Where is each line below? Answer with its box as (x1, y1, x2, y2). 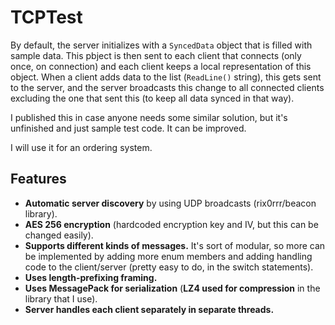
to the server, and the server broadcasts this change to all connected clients (10, 81, 325, 93)
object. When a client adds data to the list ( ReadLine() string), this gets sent (10, 71, 322, 83)
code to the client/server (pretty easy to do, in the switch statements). (24, 261, 314, 273)
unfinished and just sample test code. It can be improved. (10, 122, 247, 134)
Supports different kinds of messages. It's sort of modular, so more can (24, 239, 326, 251)
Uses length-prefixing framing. (24, 271, 158, 283)
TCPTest (10, 6, 83, 29)
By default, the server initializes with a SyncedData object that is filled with (10, 39, 313, 51)
